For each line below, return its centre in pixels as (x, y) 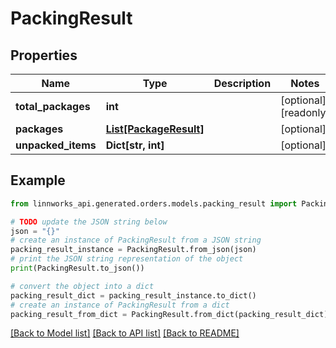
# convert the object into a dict (82, 286)
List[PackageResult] (155, 129)
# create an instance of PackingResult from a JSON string (136, 240)
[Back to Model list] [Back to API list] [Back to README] (125, 333)
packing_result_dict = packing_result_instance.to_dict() (133, 295)
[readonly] (305, 112)
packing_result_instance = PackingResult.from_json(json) (133, 250)
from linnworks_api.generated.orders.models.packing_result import (154, 203)
